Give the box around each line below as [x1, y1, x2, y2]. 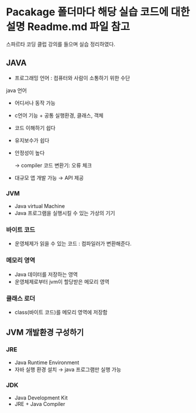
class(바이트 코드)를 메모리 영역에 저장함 [14, 308, 108, 315]
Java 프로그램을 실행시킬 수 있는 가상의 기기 [14, 210, 115, 217]
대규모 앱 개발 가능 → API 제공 [14, 174, 84, 181]
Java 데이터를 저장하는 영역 [14, 271, 78, 278]
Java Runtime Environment [14, 359, 80, 366]
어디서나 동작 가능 [14, 99, 56, 106]
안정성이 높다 [14, 149, 45, 156]
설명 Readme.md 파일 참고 [6, 20, 130, 33]
